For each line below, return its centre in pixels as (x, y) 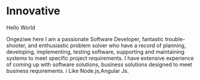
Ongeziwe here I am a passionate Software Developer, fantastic (85, 39)
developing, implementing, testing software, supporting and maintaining (95, 51)
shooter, (17, 45)
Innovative (33, 11)
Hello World (21, 27)
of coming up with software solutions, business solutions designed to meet (99, 64)
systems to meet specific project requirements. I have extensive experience (100, 58)
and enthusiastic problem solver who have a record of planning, (107, 45)
